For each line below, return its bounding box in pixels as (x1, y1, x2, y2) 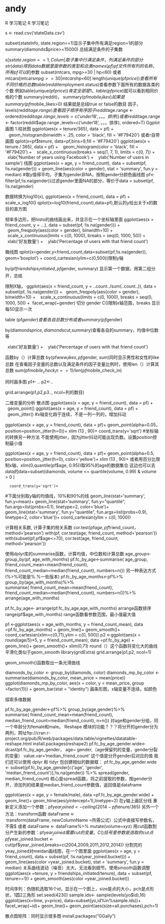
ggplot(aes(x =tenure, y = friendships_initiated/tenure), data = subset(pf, (5, 870, 153, 876)
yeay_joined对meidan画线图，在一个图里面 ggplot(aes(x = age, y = (5, 848, 140, 854)
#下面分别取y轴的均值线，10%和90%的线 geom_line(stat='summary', (5, 493, 146, 499)
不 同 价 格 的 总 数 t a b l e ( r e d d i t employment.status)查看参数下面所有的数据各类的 (5, 81, 160, 87)
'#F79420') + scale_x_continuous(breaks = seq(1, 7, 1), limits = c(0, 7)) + (5, 149, 155, 155)
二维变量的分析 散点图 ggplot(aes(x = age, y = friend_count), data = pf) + (5, 400, 154, 406)
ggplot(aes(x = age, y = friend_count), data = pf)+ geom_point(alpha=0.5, (5, 450, 155, 456)
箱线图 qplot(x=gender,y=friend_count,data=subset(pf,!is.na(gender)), (5, 248, 147, 255)
